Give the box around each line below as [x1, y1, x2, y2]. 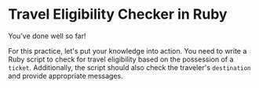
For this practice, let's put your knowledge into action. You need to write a [8, 46, 247, 55]
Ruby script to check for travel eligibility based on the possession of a [8, 55, 234, 64]
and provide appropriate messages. [8, 71, 123, 80]
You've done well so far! [8, 31, 86, 40]
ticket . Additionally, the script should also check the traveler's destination [8, 62, 251, 72]
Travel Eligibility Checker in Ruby [8, 5, 228, 23]
